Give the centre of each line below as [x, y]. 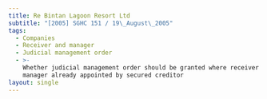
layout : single [34, 82]
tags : [17, 30]
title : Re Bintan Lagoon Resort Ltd [69, 16]
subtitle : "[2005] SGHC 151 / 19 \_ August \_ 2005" [91, 23]
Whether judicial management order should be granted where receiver [141, 68]
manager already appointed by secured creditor [103, 75]
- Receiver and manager [55, 46]
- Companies [36, 38]
